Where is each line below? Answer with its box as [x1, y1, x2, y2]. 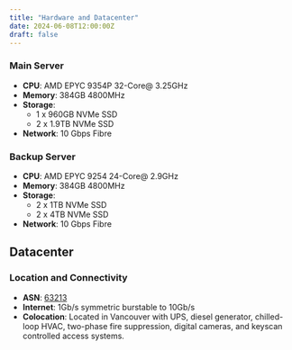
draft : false [9, 30, 59, 39]
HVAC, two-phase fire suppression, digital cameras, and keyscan [41, 320, 283, 331]
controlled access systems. [22, 330, 124, 341]
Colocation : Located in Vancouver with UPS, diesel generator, [22, 311, 254, 322]
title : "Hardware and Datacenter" [9, 13, 140, 22]
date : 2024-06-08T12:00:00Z [9, 22, 115, 31]
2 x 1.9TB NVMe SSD [35, 118, 114, 129]
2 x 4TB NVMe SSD [35, 209, 109, 220]
